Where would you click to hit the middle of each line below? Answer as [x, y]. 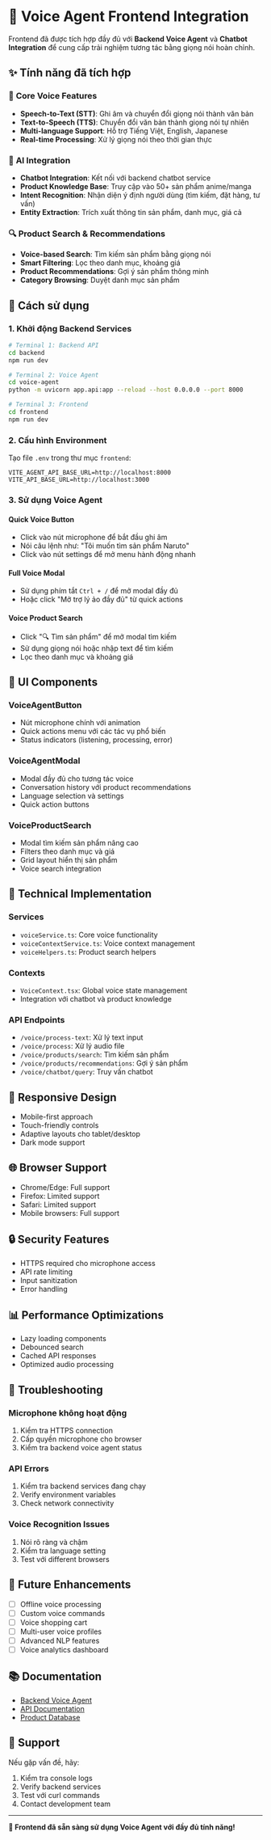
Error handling [44, 1289]
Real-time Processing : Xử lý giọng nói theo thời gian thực [116, 139]
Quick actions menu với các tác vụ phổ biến [93, 732]
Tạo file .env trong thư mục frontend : [70, 458]
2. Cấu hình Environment [58, 440]
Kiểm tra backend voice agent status [81, 1448]
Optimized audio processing [67, 1365]
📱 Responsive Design [63, 1097]
